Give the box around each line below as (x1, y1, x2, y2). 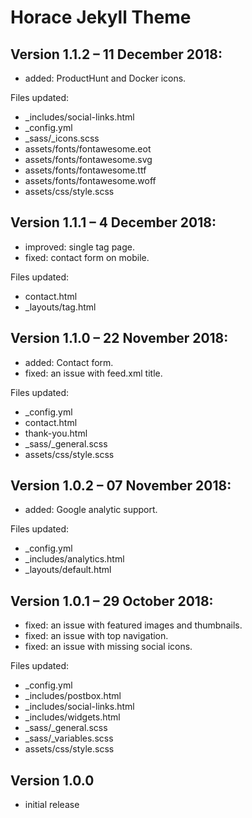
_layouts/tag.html (24, 301, 97, 313)
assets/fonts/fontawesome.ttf (24, 164, 147, 176)
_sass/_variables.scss (24, 732, 114, 745)
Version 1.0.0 (10, 772, 95, 789)
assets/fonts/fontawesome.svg (24, 154, 153, 165)
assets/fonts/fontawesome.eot (24, 143, 152, 155)
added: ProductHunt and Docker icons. (24, 72, 187, 84)
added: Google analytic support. (24, 504, 158, 516)
